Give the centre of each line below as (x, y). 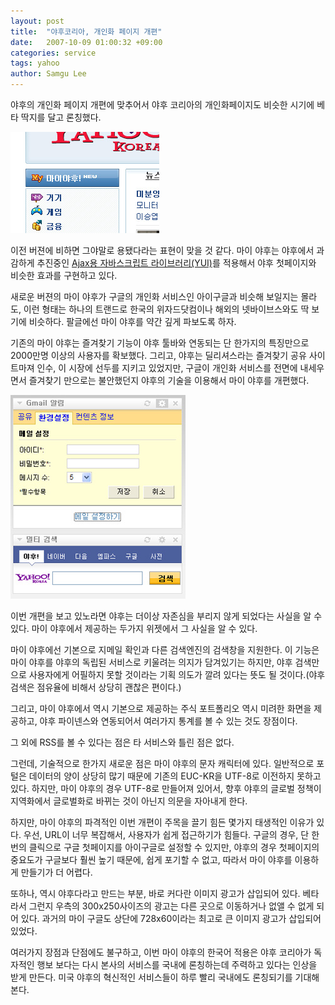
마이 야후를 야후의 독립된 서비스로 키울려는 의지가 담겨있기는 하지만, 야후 (151, 662)
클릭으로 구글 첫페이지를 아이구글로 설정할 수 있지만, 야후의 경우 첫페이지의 (174, 847)
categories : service (53, 53)
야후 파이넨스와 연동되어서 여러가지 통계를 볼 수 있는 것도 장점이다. (168, 721)
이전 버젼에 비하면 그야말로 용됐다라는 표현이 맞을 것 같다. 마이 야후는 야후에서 (162, 250)
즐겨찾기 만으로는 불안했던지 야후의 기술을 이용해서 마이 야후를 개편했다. (169, 380)
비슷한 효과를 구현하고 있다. (64, 275)
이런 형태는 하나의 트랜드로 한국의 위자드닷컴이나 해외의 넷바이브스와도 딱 (166, 309)
